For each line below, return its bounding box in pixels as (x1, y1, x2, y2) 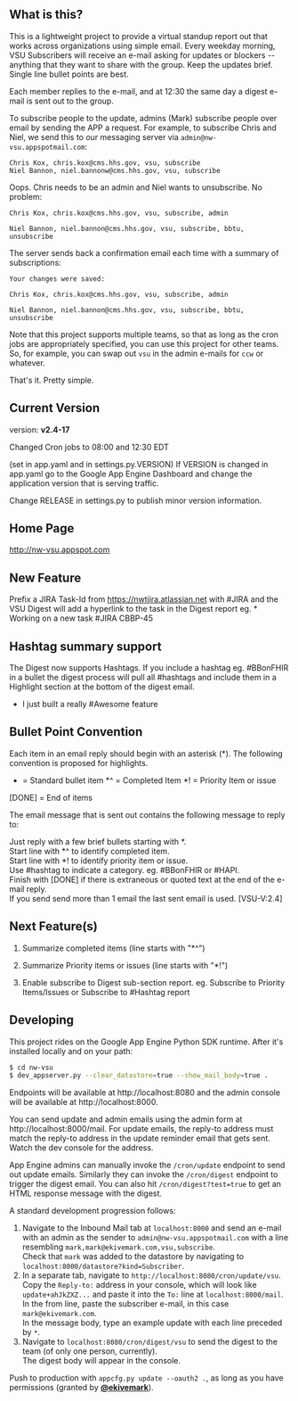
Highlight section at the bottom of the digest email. (9, 681, 196, 692)
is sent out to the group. (26, 95, 114, 106)
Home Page (9, 521, 75, 536)
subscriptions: (9, 257, 62, 268)
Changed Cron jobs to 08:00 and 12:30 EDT (9, 441, 169, 452)
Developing (9, 1012, 74, 1028)
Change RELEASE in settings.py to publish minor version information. (9, 495, 262, 506)
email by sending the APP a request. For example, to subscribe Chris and (9, 122, 278, 133)
